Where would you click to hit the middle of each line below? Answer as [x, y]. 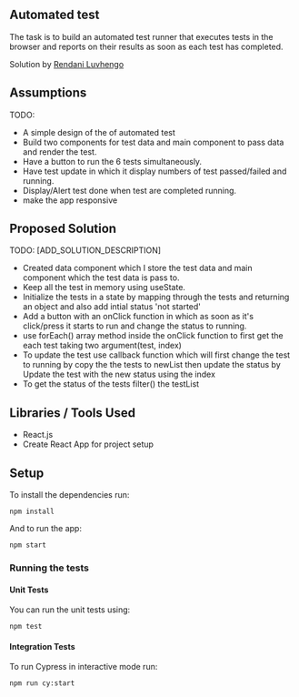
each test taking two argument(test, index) [102, 346]
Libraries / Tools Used [73, 413]
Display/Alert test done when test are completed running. [130, 190]
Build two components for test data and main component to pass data [153, 142]
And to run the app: [45, 529]
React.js [38, 435]
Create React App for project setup [88, 444]
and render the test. [60, 152]
